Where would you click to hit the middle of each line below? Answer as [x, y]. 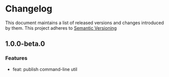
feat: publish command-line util [45, 69]
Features [16, 58]
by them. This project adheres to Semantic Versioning [61, 28]
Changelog [29, 9]
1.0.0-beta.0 [25, 44]
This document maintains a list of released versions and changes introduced [84, 23]
